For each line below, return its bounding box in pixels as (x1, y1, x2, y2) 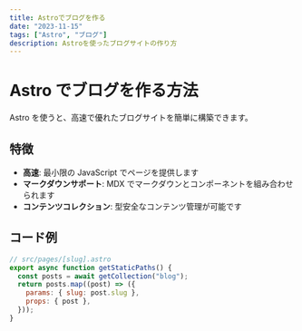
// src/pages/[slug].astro (9, 255, 112, 264)
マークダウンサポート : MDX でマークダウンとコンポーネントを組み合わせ (22, 179, 294, 189)
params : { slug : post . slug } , (25, 288, 141, 297)
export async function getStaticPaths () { (9, 263, 172, 272)
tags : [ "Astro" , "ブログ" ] (9, 30, 107, 39)
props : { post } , (25, 297, 92, 307)
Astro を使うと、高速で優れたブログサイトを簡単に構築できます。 (9, 112, 254, 123)
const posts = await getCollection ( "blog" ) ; (17, 271, 189, 281)
